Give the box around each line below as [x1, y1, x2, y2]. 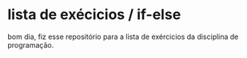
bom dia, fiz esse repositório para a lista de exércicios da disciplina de [7, 32, 239, 41]
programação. [7, 40, 54, 49]
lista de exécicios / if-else [7, 6, 181, 24]
